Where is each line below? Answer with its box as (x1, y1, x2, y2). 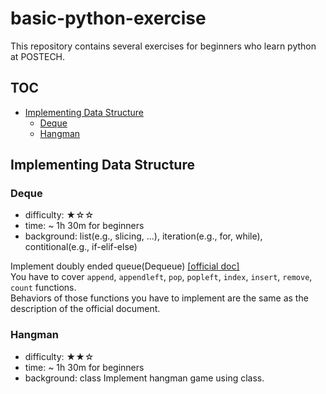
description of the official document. (10, 303, 161, 315)
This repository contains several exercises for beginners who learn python (10, 40, 317, 52)
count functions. (10, 282, 77, 294)
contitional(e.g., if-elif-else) (24, 241, 138, 253)
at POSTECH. (10, 50, 66, 62)
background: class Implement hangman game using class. (24, 372, 265, 384)
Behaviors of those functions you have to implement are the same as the (10, 292, 309, 304)
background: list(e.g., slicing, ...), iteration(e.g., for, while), (24, 230, 263, 242)
